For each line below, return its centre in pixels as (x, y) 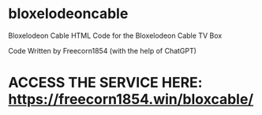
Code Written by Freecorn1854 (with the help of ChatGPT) (103, 50)
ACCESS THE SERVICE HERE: (105, 83)
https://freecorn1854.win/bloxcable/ (131, 100)
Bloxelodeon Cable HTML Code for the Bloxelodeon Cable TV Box (115, 35)
